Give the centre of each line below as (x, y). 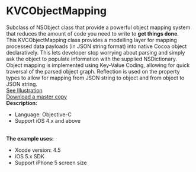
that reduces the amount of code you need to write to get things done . (93, 33)
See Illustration (24, 90)
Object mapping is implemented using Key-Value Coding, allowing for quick (98, 65)
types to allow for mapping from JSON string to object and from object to (95, 78)
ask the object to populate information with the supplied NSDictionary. (92, 59)
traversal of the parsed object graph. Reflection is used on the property (93, 71)
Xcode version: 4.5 (38, 150)
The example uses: (30, 138)
